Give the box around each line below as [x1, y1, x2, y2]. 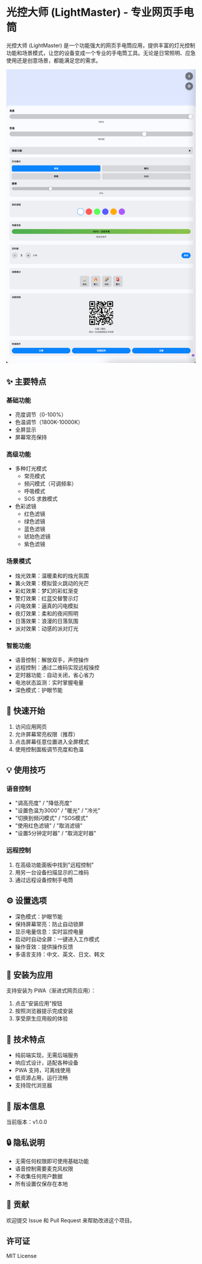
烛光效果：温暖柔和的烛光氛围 [14, 572, 89, 579]
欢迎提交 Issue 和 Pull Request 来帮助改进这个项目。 [6, 1216, 135, 1224]
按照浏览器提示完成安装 [14, 1007, 73, 1015]
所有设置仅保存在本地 [14, 1180, 68, 1187]
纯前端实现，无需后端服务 [14, 1051, 79, 1059]
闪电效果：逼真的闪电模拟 [14, 602, 79, 609]
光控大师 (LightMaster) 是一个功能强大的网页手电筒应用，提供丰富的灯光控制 [6, 42, 195, 49]
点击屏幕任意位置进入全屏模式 [14, 738, 89, 745]
